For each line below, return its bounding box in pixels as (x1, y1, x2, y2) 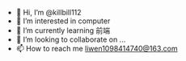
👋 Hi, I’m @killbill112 (15, 8, 82, 17)
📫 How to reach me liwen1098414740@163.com (15, 44, 178, 53)
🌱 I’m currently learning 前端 (15, 26, 111, 35)
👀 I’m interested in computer (15, 16, 111, 26)
